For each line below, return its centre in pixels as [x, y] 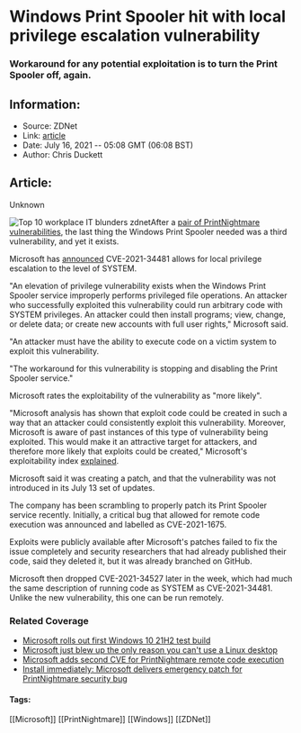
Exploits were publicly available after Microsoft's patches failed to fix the [144, 541]
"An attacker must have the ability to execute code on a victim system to [143, 341]
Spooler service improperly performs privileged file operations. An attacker [148, 295]
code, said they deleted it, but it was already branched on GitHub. [131, 561]
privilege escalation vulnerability [135, 36]
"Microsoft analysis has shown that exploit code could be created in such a [148, 412]
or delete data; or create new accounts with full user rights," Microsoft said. [149, 324]
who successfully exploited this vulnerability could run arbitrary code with [146, 304]
